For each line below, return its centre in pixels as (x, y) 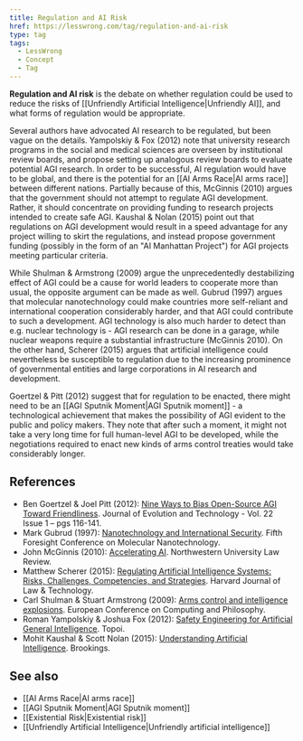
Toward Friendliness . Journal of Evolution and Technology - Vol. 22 (148, 513)
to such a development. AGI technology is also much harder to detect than (148, 321)
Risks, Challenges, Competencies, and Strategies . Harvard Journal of (151, 580)
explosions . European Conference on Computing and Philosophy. (144, 609)
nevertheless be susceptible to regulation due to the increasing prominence (150, 359)
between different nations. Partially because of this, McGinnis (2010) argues (151, 188)
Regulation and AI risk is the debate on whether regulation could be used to (151, 94)
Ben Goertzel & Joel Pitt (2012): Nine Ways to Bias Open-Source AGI (150, 503)
